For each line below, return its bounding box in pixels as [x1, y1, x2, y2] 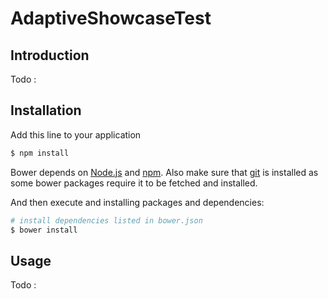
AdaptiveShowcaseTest [10, 7, 212, 30]
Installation [10, 102, 82, 119]
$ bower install [10, 225, 78, 235]
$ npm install [10, 148, 70, 158]
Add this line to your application [10, 128, 142, 141]
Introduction [10, 47, 90, 64]
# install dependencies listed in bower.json [10, 215, 203, 226]
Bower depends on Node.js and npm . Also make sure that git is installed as [10, 166, 319, 178]
